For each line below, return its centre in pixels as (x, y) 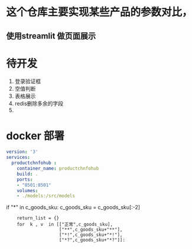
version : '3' (22, 152)
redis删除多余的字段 (39, 103)
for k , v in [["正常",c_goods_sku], (65, 225)
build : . (27, 174)
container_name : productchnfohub (58, 169)
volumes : (27, 190)
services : (18, 158)
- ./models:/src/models (46, 196)
